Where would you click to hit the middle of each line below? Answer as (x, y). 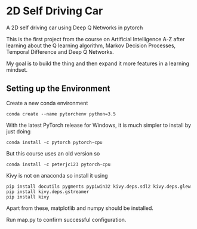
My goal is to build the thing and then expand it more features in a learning (98, 63)
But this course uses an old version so (53, 153)
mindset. (17, 69)
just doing (19, 131)
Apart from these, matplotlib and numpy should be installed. (80, 208)
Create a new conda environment (47, 103)
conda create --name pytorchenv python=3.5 (61, 114)
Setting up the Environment (58, 89)
